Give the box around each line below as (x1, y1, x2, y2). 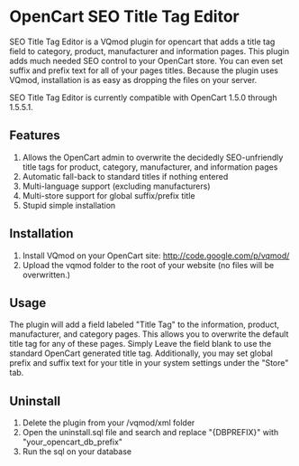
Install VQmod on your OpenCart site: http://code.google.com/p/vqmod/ (22, 250, 290, 261)
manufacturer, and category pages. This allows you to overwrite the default (9, 329, 289, 340)
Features (9, 128, 60, 144)
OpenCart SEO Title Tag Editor (9, 6, 240, 27)
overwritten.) (22, 269, 70, 280)
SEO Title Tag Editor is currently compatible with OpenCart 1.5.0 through (9, 92, 277, 103)
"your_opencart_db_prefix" (22, 436, 123, 448)
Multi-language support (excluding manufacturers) (22, 181, 211, 191)
